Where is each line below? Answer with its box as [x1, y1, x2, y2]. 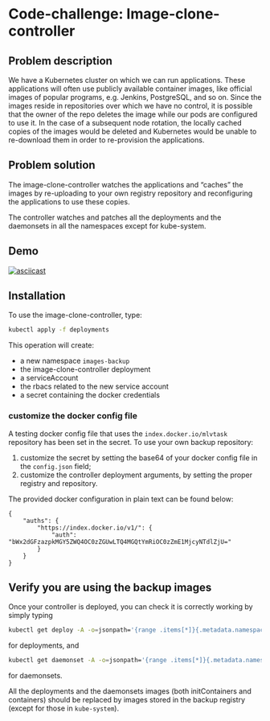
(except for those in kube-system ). [8, 703, 119, 713]
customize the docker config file [8, 410, 138, 422]
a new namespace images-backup [19, 356, 130, 366]
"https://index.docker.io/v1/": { [37, 524, 153, 532]
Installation [8, 289, 66, 303]
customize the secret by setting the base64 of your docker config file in [19, 452, 258, 463]
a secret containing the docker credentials [19, 390, 161, 400]
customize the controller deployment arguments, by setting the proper [19, 470, 253, 480]
